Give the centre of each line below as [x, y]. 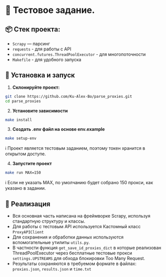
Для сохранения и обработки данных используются [68, 237]
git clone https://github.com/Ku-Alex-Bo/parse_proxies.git [69, 96]
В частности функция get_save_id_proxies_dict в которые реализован [87, 248]
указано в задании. [26, 188]
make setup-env [21, 138]
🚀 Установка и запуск [40, 75]
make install [19, 120]
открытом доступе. [26, 154]
